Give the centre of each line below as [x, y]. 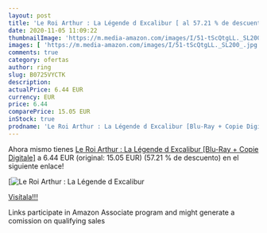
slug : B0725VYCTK [37, 75]
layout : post [30, 16]
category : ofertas [39, 60]
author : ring [30, 68]
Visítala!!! [23, 196]
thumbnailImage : [35, 38]
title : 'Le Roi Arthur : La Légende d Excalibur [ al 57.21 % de [118, 23]
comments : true [33, 52]
